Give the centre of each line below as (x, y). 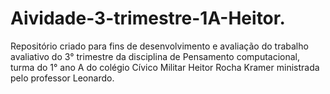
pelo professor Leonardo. (62, 78)
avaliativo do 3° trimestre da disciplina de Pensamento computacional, (155, 56)
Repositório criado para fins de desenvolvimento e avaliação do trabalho (159, 46)
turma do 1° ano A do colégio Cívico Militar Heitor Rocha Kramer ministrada (165, 67)
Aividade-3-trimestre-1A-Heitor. (148, 18)
